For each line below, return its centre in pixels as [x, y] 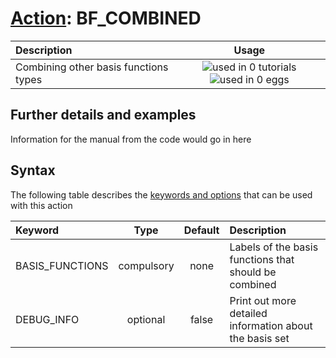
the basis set [259, 338]
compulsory [146, 265]
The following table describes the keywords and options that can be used [161, 194]
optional [146, 319]
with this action [41, 205]
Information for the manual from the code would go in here [131, 139]
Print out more [263, 300]
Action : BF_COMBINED [106, 18]
